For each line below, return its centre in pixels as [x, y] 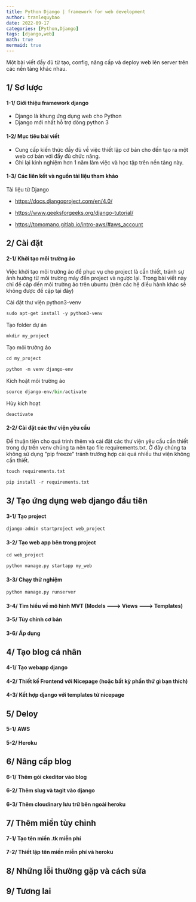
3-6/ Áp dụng [23, 633]
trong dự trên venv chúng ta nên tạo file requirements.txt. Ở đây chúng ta [96, 447]
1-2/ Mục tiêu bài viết [33, 136]
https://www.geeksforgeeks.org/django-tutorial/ [74, 212]
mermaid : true [24, 46]
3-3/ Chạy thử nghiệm [34, 579]
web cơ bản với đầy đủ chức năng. [57, 156]
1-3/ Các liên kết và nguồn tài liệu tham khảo [62, 176]
